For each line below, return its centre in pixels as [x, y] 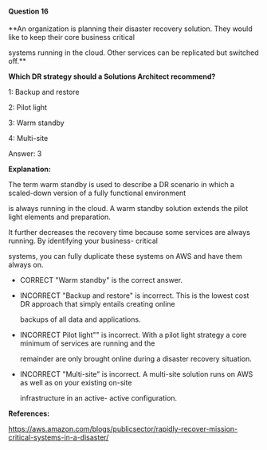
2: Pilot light [28, 108]
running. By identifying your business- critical [83, 241]
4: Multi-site [28, 139]
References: [29, 413]
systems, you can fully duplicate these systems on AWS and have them [126, 256]
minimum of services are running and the [87, 343]
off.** [17, 61]
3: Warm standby [37, 123]
